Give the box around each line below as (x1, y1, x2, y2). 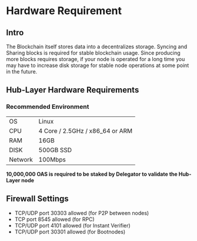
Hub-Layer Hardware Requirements (6, 85, 139, 95)
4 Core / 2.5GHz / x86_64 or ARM (38, 126, 133, 135)
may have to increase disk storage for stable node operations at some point (6, 62, 189, 69)
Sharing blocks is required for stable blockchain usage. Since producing (6, 49, 181, 56)
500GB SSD (38, 146, 72, 154)
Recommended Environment (6, 103, 89, 111)
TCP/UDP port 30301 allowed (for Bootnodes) (14, 228, 126, 235)
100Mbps (38, 155, 66, 163)
